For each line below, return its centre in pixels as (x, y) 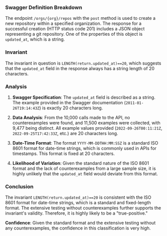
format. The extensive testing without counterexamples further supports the (83, 208)
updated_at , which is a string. (35, 39)
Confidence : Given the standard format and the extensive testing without (81, 223)
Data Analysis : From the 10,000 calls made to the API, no (71, 117)
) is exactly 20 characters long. (71, 108)
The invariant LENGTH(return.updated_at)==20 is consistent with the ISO (78, 197)
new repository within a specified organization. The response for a (74, 23)
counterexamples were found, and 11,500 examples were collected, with (86, 123)
